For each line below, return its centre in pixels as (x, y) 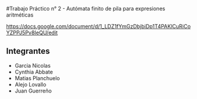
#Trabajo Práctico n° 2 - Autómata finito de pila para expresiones (86, 9)
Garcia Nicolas (33, 65)
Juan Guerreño (33, 91)
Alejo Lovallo (30, 84)
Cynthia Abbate (34, 72)
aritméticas (20, 15)
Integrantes (28, 51)
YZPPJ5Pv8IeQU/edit (32, 33)
